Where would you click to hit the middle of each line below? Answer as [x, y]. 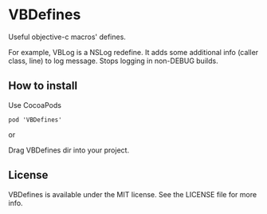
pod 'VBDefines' [35, 120]
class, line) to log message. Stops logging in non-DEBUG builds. [113, 61]
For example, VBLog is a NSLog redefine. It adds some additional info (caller [133, 52]
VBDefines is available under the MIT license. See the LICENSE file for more [133, 194]
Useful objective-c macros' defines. [67, 37]
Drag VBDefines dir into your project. [69, 150]
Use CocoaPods [35, 105]
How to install [43, 86]
